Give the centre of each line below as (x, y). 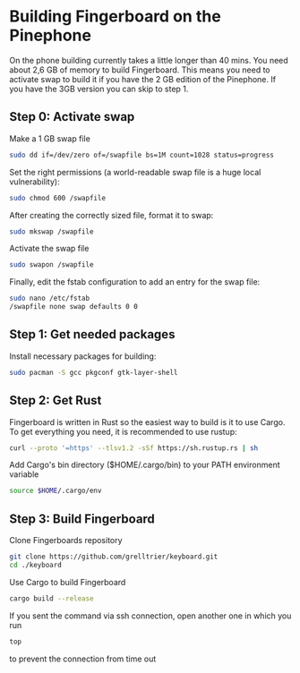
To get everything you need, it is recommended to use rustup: (123, 431)
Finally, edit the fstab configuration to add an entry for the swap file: (135, 282)
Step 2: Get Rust (56, 400)
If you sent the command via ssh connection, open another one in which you (150, 616)
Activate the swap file (49, 249)
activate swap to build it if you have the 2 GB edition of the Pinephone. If (142, 79)
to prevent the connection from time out (83, 659)
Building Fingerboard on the (115, 17)
